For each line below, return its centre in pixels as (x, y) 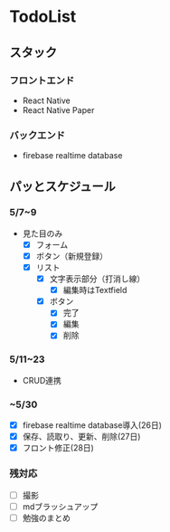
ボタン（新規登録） (72, 256)
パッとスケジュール (62, 186)
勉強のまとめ (46, 518)
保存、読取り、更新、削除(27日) (81, 437)
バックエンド (38, 135)
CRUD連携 (42, 380)
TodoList (43, 17)
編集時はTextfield (95, 290)
